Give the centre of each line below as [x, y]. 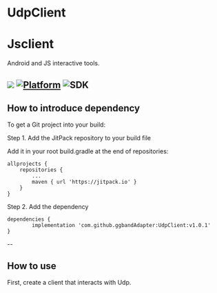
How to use [32, 266]
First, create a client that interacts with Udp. [69, 283]
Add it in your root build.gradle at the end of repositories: [88, 151]
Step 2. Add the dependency [48, 207]
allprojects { [28, 164]
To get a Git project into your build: [56, 124]
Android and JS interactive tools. [53, 63]
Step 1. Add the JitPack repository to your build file [79, 138]
